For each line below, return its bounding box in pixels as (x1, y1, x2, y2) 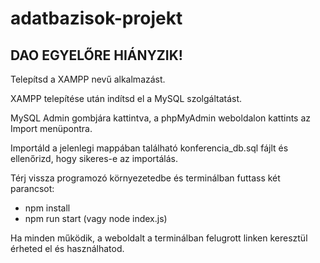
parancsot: (10, 183, 55, 194)
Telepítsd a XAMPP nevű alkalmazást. (10, 73, 166, 85)
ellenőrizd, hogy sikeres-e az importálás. (10, 153, 178, 164)
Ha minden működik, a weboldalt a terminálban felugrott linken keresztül (10, 232, 308, 244)
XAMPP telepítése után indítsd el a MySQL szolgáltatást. (10, 93, 243, 104)
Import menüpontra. (10, 123, 93, 134)
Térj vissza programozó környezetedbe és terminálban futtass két (10, 172, 281, 184)
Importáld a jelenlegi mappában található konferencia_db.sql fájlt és (10, 142, 289, 154)
